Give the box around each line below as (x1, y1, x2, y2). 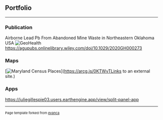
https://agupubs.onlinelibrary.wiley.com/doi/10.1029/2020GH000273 (5, 45, 142, 51)
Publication (5, 24, 33, 30)
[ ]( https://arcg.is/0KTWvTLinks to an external (5, 68, 150, 74)
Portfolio (5, 4, 32, 12)
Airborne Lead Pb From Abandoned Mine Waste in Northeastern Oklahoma (5, 35, 154, 41)
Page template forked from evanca (5, 110, 60, 115)
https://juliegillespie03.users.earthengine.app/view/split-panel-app (5, 96, 139, 102)
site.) (5, 74, 16, 79)
